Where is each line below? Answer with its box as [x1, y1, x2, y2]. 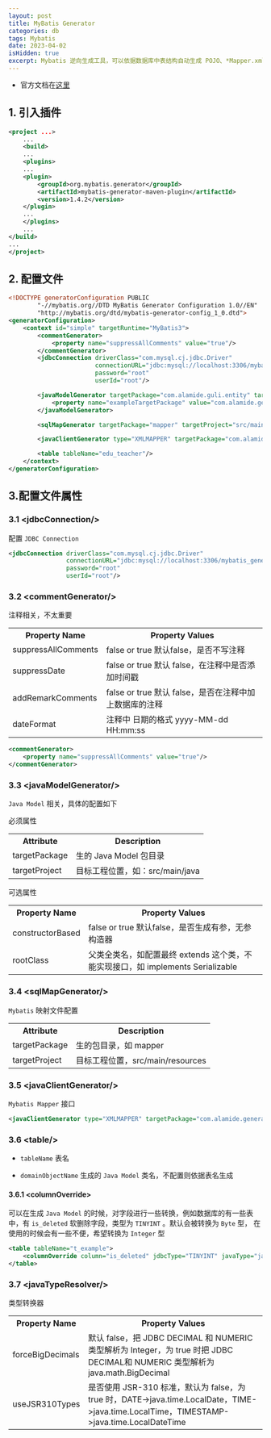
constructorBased [12, 927, 81, 938]
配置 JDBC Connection [8, 533, 79, 543]
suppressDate [12, 665, 66, 676]
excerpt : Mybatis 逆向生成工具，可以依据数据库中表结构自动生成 [8, 57, 202, 65]
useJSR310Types [12, 1398, 81, 1410]
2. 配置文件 [8, 272, 64, 286]
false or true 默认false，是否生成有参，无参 [88, 922, 252, 933]
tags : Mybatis [8, 34, 56, 43]
